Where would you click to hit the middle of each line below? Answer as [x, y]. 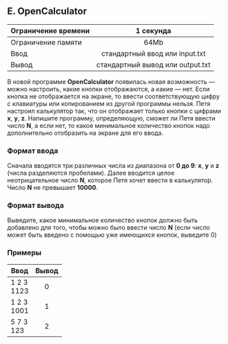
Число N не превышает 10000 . [53, 188]
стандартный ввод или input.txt [153, 53]
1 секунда [153, 30]
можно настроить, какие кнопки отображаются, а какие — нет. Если [108, 89]
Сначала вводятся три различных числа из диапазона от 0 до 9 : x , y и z [113, 166]
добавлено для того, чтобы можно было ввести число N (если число [108, 228]
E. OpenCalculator [47, 11]
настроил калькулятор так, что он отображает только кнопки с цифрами [114, 111]
